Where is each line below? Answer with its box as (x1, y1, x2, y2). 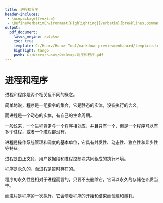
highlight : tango (14, 48, 49, 53)
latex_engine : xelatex (14, 35, 60, 39)
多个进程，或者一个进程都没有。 (5, 129, 69, 135)
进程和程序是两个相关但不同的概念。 (5, 92, 78, 98)
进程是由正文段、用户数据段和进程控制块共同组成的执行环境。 (5, 156, 129, 162)
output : (5, 25, 21, 30)
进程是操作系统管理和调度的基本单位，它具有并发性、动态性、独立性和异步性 (5, 139, 158, 145)
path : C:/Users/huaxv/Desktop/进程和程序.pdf (14, 52, 104, 57)
